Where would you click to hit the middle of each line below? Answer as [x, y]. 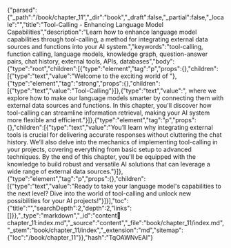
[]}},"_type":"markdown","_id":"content [62, 216]
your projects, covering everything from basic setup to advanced [99, 149]
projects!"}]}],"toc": [101, 201]
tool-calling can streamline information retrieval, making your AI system [109, 113]
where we [203, 90]
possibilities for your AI [40, 201]
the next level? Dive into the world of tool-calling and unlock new [99, 193]
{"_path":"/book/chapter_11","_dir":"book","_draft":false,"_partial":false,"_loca [115, 17]
